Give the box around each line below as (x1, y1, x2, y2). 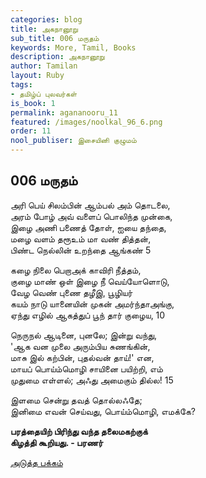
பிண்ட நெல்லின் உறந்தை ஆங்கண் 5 (10, 244, 152, 256)
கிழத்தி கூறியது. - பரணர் (10, 436, 104, 448)
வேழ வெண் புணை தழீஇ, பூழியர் (10, 286, 133, 298)
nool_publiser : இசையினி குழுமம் (10, 136, 137, 146)
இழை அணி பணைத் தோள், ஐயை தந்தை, (10, 221, 167, 233)
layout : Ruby (10, 71, 65, 81)
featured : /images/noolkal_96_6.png (10, 117, 163, 127)
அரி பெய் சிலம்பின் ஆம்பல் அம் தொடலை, (10, 199, 171, 211)
